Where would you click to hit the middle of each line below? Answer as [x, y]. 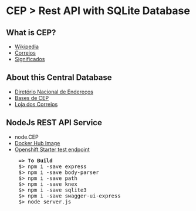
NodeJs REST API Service [54, 123]
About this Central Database [59, 78]
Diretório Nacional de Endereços [54, 92]
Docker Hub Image [37, 143]
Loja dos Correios [36, 104]
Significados [30, 59]
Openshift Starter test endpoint [52, 149]
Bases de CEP [31, 98]
